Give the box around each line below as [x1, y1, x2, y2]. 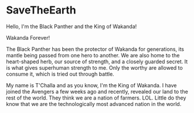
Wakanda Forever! [6, 34, 50, 41]
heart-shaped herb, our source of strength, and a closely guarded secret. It [6, 58, 188, 65]
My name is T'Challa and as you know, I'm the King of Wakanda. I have [6, 81, 177, 88]
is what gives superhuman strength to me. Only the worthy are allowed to [6, 64, 183, 71]
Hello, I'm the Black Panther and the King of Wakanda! [6, 23, 137, 30]
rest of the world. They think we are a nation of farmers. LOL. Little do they [6, 94, 186, 101]
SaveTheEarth [6, 4, 76, 17]
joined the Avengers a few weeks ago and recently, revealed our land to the [6, 88, 189, 95]
